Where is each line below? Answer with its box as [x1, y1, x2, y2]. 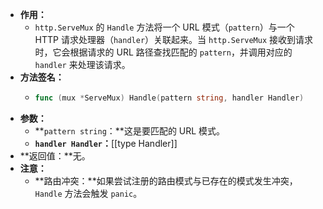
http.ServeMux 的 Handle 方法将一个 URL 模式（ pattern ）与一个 [34, 21, 295, 33]
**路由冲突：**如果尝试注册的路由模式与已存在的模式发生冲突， [34, 174, 298, 187]
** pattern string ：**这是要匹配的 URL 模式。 [34, 124, 226, 137]
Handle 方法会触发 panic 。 [34, 187, 143, 199]
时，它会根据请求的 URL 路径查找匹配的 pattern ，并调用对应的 [34, 46, 293, 58]
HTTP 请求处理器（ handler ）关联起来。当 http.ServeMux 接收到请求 [34, 34, 314, 45]
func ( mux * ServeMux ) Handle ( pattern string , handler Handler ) [34, 93, 305, 103]
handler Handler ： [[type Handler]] [34, 137, 178, 149]
